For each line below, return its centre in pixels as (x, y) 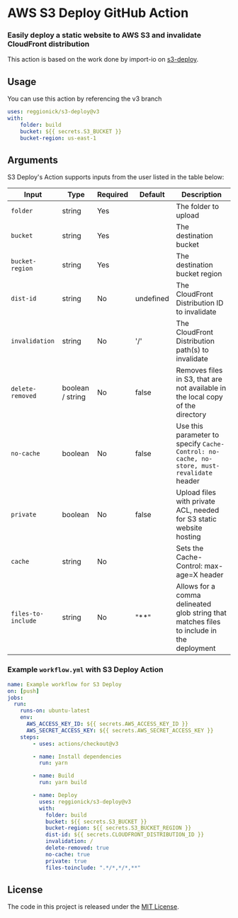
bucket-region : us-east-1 (58, 138)
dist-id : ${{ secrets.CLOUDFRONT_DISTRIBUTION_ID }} (124, 835)
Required (113, 195)
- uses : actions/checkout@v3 (76, 744)
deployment (196, 648)
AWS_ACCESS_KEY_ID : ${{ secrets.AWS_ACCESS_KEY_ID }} (107, 724)
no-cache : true (68, 854)
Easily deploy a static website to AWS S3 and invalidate (104, 35)
